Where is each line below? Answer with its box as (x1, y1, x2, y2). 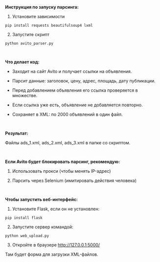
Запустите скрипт (12, 32, 50, 37)
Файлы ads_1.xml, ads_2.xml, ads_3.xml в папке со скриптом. (5, 140, 131, 145)
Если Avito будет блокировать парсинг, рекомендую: (5, 159, 120, 164)
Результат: (5, 130, 28, 136)
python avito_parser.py (5, 41, 54, 46)
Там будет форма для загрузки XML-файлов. (5, 251, 99, 257)
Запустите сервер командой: (12, 224, 73, 230)
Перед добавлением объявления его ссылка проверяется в (12, 87, 138, 93)
